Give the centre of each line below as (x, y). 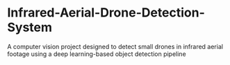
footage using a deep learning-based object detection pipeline (97, 54)
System (30, 27)
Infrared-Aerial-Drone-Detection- (106, 13)
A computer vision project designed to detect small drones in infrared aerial (115, 46)
